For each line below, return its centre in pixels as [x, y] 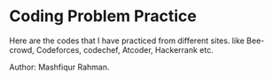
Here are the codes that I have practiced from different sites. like [127, 40]
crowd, [22, 49]
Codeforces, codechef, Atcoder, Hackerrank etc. [125, 49]
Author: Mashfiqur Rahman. [59, 67]
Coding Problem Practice [103, 16]
